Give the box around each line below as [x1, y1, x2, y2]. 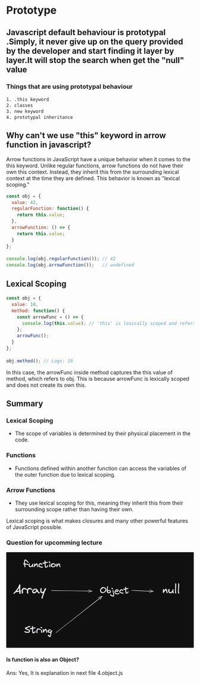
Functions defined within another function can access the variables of [14, 465, 186, 472]
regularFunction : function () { [11, 206, 89, 212]
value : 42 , [11, 199, 39, 205]
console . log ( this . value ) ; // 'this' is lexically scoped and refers [21, 320, 196, 326]
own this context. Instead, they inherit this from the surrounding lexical [6, 168, 180, 176]
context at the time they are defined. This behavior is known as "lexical [6, 174, 180, 182]
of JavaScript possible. [6, 523, 62, 530]
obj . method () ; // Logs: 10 [6, 358, 73, 364]
